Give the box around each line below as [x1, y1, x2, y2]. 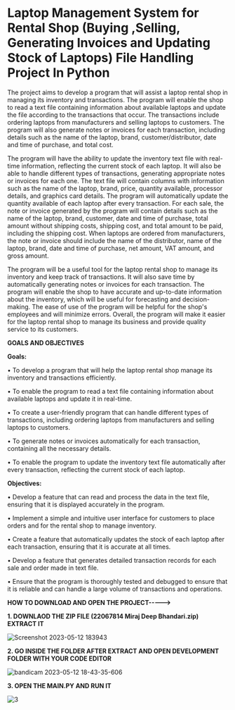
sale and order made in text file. [7, 563, 100, 572]
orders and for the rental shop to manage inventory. [7, 521, 156, 530]
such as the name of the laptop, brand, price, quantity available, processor [7, 184, 223, 192]
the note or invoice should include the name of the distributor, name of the [7, 236, 222, 244]
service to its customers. [7, 325, 79, 333]
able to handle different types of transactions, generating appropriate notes [7, 169, 226, 177]
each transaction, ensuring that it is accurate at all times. [7, 542, 171, 551]
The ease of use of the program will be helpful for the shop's [32, 302, 208, 311]
